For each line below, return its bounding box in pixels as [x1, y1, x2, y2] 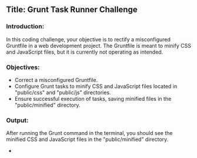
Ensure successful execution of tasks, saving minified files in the [14, 95, 172, 102]
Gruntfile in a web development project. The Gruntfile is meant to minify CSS [6, 42, 191, 49]
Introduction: [6, 22, 45, 31]
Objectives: [6, 63, 40, 71]
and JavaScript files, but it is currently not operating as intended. [6, 48, 163, 55]
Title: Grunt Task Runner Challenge [6, 5, 138, 15]
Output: [6, 116, 29, 124]
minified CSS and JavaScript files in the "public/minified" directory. [6, 136, 169, 143]
